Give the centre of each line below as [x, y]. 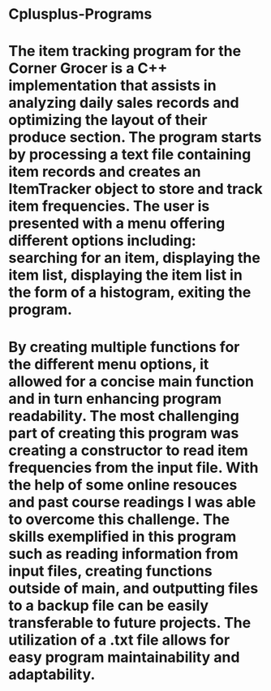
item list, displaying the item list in [126, 275]
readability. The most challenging [124, 416]
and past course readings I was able [132, 502]
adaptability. [52, 674]
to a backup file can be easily [109, 605]
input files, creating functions [110, 571]
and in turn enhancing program [115, 399]
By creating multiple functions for [124, 347]
